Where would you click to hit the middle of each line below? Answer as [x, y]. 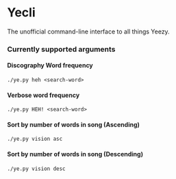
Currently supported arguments [61, 49]
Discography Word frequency [50, 66]
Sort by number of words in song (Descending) [75, 154]
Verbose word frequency [43, 95]
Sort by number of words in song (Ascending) [74, 124]
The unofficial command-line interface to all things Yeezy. [88, 31]
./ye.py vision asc [35, 139]
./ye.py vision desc [37, 169]
